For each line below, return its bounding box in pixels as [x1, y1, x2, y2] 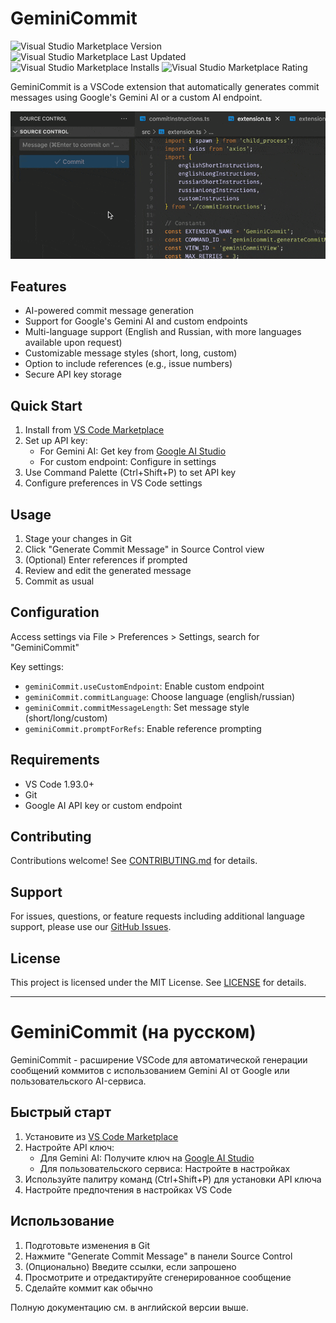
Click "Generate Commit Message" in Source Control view [24, 543, 265, 555]
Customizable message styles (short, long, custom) [24, 347, 238, 359]
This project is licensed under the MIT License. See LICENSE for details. [10, 977, 307, 989]
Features [10, 278, 67, 295]
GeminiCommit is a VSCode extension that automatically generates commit [10, 80, 320, 92]
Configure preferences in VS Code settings [24, 477, 203, 489]
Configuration [10, 604, 100, 621]
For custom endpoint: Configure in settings [39, 456, 217, 468]
